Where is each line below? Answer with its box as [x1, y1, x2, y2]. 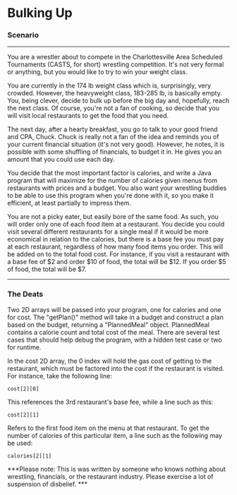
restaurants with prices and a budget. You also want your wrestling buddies [7, 184, 227, 192]
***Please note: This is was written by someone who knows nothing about [7, 465, 226, 473]
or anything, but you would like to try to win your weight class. [7, 68, 188, 76]
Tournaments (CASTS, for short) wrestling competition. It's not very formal [7, 60, 224, 68]
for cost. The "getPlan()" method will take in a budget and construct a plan [7, 313, 224, 321]
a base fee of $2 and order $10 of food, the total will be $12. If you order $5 [7, 258, 226, 266]
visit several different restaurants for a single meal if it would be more [7, 227, 209, 236]
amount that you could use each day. [7, 155, 115, 164]
